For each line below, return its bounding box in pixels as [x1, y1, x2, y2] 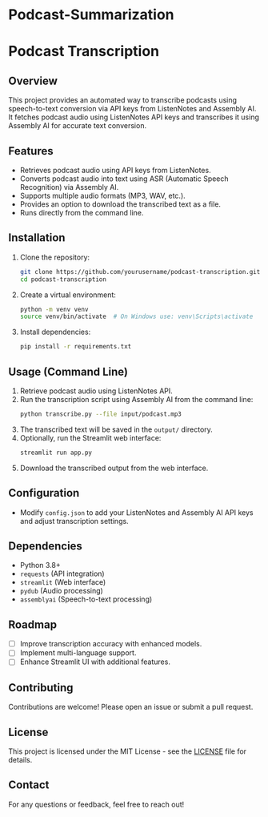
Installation [8, 231, 66, 245]
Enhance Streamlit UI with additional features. [19, 657, 170, 666]
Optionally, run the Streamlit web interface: [19, 433, 162, 442]
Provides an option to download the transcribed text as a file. [19, 199, 222, 209]
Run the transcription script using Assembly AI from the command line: [19, 395, 254, 404]
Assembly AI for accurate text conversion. [8, 121, 146, 131]
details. [8, 755, 33, 764]
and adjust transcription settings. [19, 516, 130, 525]
